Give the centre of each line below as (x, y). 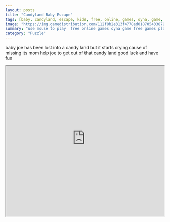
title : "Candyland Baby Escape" (39, 15)
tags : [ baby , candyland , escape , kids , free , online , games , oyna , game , (84, 19)
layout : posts (20, 10)
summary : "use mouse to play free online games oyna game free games (81, 29)
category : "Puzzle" (26, 33)
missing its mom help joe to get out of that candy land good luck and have (82, 53)
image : (12, 24)
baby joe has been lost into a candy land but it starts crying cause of (76, 47)
